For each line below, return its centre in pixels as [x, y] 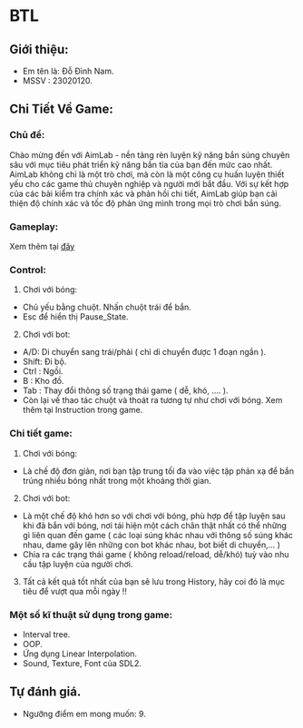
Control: [28, 270]
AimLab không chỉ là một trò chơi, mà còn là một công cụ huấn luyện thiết [147, 174]
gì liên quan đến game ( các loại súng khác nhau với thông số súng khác [157, 535]
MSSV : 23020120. [58, 81]
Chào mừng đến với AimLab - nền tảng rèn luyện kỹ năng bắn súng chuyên [150, 154]
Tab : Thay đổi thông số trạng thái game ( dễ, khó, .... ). [125, 390]
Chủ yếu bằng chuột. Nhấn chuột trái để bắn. [107, 307]
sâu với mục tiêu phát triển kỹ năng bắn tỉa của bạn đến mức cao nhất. [141, 164]
